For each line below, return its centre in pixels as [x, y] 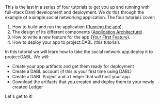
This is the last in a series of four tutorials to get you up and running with [78, 7]
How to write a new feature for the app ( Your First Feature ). [71, 37]
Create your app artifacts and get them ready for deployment [73, 66]
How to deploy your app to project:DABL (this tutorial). [66, 42]
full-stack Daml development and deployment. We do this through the [75, 12]
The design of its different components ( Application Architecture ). [78, 32]
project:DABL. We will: [27, 57]
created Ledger [27, 87]
